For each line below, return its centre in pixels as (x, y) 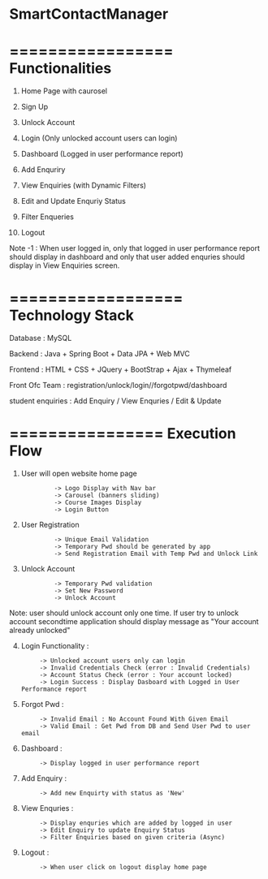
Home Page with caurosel (64, 91)
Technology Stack (72, 315)
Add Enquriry (43, 170)
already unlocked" (40, 630)
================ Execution (123, 434)
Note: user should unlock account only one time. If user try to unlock (124, 613)
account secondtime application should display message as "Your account (134, 621)
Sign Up (34, 107)
